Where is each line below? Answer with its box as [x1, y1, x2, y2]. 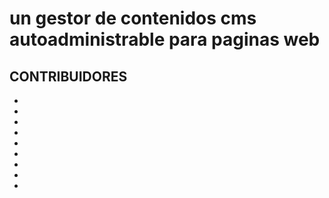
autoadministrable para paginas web [9, 28, 321, 51]
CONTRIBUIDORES [9, 68, 128, 85]
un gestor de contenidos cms [9, 7, 257, 30]
